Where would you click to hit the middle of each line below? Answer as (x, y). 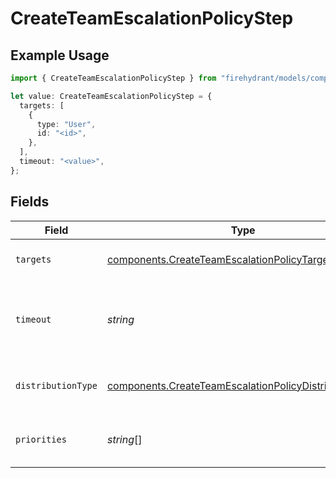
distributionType (56, 385)
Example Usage (60, 55)
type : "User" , (66, 124)
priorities (41, 439)
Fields (30, 202)
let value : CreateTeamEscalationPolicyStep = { (111, 96)
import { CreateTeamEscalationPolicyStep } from (113, 78)
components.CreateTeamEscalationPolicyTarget (219, 259)
